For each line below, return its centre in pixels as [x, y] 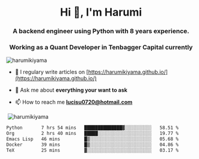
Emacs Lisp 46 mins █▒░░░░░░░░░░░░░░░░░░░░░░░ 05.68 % [93, 139]
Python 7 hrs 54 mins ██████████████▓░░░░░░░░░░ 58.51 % [93, 128]
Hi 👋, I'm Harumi [101, 12]
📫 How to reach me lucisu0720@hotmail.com [74, 102]
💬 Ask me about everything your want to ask [71, 90]
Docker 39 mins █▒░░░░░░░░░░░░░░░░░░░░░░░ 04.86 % [93, 145]
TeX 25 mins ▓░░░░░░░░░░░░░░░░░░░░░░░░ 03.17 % [93, 150]
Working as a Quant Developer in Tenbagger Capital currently [101, 48]
